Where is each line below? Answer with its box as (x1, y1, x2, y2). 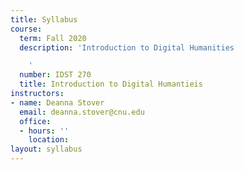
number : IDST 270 (19, 70, 92, 80)
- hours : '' (19, 126, 70, 136)
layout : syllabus (10, 144, 83, 155)
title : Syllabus (10, 14, 78, 25)
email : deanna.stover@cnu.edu (19, 107, 145, 117)
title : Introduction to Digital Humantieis (19, 79, 203, 90)
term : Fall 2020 (19, 33, 87, 43)
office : (19, 116, 52, 126)
